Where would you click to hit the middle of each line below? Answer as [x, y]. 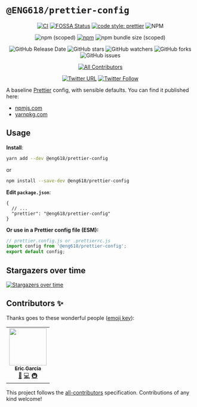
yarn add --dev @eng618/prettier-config [57, 158]
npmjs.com [29, 108]
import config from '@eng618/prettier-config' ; [67, 246]
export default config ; [36, 252]
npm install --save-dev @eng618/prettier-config [68, 181]
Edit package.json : [29, 192]
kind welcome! [24, 399]
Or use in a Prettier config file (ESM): [53, 230]
